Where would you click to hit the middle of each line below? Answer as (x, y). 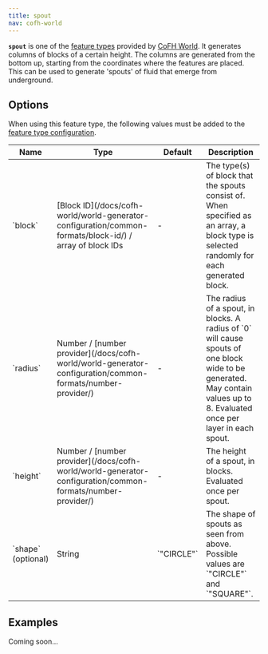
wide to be (226, 368)
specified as (229, 216)
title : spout (30, 16)
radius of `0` (229, 328)
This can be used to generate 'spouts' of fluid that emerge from (113, 71)
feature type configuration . (53, 133)
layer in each (230, 428)
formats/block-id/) (92, 236)
